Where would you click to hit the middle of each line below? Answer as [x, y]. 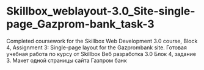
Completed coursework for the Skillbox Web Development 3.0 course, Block [102, 41]
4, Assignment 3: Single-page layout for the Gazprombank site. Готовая [97, 47]
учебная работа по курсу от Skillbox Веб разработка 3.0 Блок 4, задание [101, 54]
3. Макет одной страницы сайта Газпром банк [67, 60]
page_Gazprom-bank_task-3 [80, 24]
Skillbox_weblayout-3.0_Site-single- [101, 11]
